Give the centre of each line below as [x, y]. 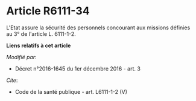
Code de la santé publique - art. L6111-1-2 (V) [71, 91]
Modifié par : [22, 57]
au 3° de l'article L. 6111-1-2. [41, 33]
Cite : [12, 80]
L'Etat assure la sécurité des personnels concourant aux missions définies [98, 27]
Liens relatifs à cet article [39, 45]
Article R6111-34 [48, 11]
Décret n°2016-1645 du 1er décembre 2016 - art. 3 [77, 68]
